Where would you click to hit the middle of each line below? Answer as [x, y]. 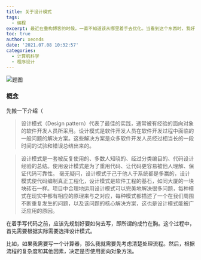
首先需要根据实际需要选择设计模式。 [51, 231]
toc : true [19, 34]
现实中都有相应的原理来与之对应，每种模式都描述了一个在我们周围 [113, 195]
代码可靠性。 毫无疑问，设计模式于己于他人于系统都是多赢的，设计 [108, 173]
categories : [21, 51]
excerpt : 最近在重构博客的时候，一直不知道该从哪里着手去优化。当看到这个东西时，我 [98, 28]
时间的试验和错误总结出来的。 [57, 146]
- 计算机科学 [26, 56]
